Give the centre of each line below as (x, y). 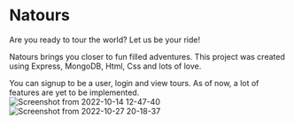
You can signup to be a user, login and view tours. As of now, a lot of (134, 83)
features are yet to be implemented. (74, 92)
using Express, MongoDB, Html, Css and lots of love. (105, 66)
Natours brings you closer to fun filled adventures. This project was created (147, 56)
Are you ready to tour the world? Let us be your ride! (105, 40)
